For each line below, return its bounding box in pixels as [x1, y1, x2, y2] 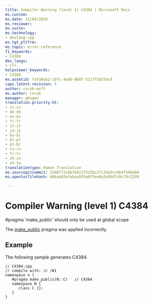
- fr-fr [5, 118, 21, 124]
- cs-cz [5, 105, 21, 110]
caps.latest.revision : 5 [5, 81, 57, 86]
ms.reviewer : [5, 21, 32, 26]
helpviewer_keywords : [5, 68, 50, 73]
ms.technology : [5, 30, 37, 35]
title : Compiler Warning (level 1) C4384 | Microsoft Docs [5, 7, 131, 12]
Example [5, 241, 33, 250]
